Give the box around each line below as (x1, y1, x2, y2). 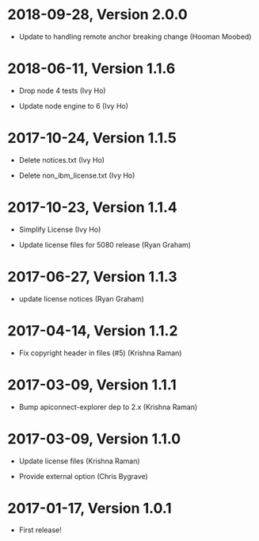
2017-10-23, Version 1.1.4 (7, 198, 177, 216)
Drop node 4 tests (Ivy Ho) (18, 86, 106, 95)
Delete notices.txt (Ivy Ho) (18, 155, 105, 164)
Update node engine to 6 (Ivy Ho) (18, 101, 128, 110)
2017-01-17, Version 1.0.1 (7, 499, 172, 517)
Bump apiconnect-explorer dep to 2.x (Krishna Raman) (18, 402, 198, 412)
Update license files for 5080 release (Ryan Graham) (18, 240, 192, 249)
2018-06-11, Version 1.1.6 (7, 59, 176, 78)
